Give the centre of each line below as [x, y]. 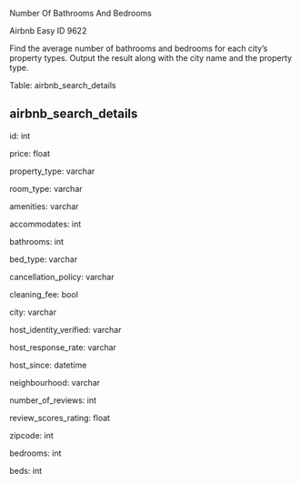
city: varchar [33, 312]
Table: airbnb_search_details [63, 85]
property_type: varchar [52, 171]
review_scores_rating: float [60, 418]
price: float [30, 153]
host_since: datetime [48, 365]
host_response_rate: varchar [63, 347]
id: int [20, 136]
